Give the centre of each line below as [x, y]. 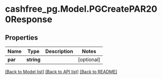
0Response [29, 19]
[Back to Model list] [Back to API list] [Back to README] [61, 72]
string [33, 60]
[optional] [89, 60]
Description [59, 51]
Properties [22, 38]
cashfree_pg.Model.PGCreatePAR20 [81, 9]
